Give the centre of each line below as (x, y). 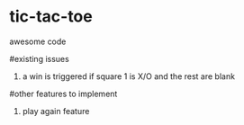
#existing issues (39, 58)
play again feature (56, 111)
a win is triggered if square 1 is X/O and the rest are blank (129, 76)
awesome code (38, 41)
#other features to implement (63, 94)
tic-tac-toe (51, 17)
